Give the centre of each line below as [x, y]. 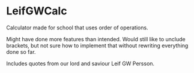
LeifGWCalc [37, 11]
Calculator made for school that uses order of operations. [77, 28]
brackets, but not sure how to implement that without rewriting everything [97, 45]
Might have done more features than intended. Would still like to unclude [96, 39]
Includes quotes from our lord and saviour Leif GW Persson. [80, 63]
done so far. [21, 51]
